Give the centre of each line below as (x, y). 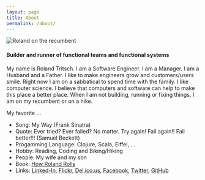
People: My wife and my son (51, 157)
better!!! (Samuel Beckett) (48, 138)
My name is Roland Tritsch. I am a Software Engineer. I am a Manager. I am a (103, 69)
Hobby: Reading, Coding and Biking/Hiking (69, 151)
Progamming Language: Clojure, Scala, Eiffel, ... (75, 144)
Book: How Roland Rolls (45, 163)
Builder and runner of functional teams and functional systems (88, 54)
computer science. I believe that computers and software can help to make (101, 88)
